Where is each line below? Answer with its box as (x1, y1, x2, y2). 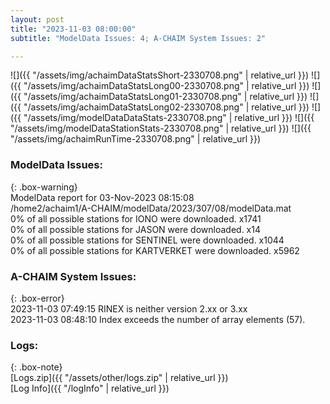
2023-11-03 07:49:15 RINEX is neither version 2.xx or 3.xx (10, 302, 248, 315)
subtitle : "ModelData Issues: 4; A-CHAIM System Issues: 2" (10, 33, 267, 43)
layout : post (10, 14, 65, 25)
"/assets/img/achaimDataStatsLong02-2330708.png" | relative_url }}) (23, 101, 310, 113)
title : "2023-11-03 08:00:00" (10, 24, 137, 34)
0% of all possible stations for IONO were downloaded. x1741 (10, 212, 262, 225)
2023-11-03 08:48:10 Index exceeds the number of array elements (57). (10, 313, 306, 325)
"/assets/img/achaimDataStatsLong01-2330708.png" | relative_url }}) (23, 91, 308, 103)
